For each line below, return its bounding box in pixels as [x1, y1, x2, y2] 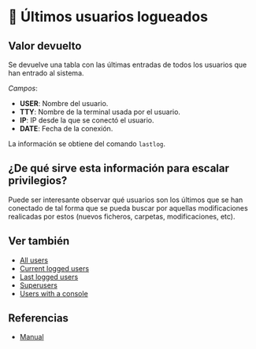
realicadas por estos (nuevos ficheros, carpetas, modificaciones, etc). [8, 211, 236, 221]
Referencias [8, 311, 69, 325]
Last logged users [19, 272, 79, 281]
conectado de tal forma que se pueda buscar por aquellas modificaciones [8, 203, 248, 212]
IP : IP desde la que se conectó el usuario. [19, 116, 154, 125]
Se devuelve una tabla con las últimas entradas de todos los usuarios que [8, 60, 247, 69]
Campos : [8, 83, 38, 93]
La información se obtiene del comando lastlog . [8, 139, 166, 149]
